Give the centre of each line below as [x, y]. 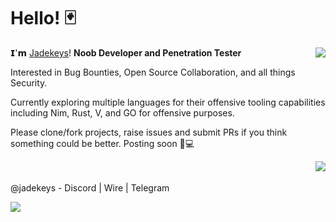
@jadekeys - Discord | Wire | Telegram [90, 187]
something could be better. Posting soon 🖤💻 [102, 143]
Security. [29, 82]
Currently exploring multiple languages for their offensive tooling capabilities [168, 102]
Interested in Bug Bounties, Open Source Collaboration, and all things [153, 72]
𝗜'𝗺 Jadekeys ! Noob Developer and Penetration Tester [126, 52]
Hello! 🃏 [43, 18]
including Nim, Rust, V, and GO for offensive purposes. [122, 112]
